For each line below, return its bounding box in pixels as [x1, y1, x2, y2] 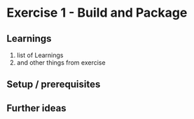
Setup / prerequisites [6, 79, 101, 90]
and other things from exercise [16, 58, 106, 67]
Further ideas [6, 102, 67, 114]
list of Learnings [16, 51, 64, 59]
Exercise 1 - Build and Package [6, 5, 188, 21]
